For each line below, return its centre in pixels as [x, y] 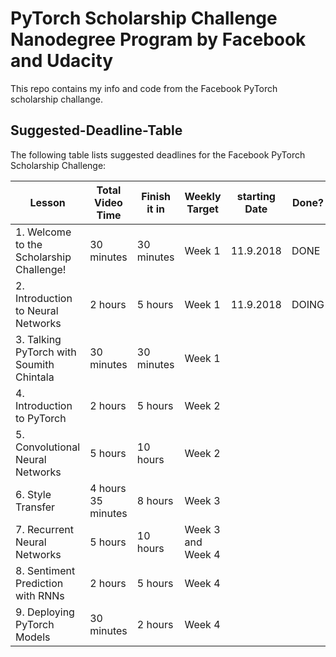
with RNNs [40, 595]
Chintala [35, 377]
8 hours [155, 500]
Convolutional [48, 447]
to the [29, 244]
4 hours [108, 488]
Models [33, 637]
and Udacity [62, 61]
